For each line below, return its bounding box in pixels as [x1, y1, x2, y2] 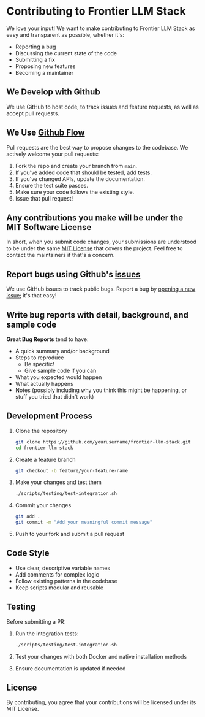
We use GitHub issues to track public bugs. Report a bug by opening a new [6, 285, 196, 293]
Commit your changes [15, 502, 72, 509]
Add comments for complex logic [15, 570, 99, 578]
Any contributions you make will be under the [6, 212, 184, 223]
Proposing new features [15, 63, 76, 70]
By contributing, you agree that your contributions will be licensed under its [6, 699, 196, 706]
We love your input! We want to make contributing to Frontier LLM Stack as [6, 25, 195, 32]
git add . [15, 513, 41, 520]
